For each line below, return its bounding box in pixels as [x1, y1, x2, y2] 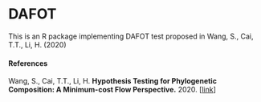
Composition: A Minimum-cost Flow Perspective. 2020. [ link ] [8, 85, 217, 95]
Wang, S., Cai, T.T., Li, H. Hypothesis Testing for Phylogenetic [8, 76, 217, 86]
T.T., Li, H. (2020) [8, 39, 67, 49]
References [8, 58, 48, 68]
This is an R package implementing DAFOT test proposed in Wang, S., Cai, [8, 31, 255, 41]
